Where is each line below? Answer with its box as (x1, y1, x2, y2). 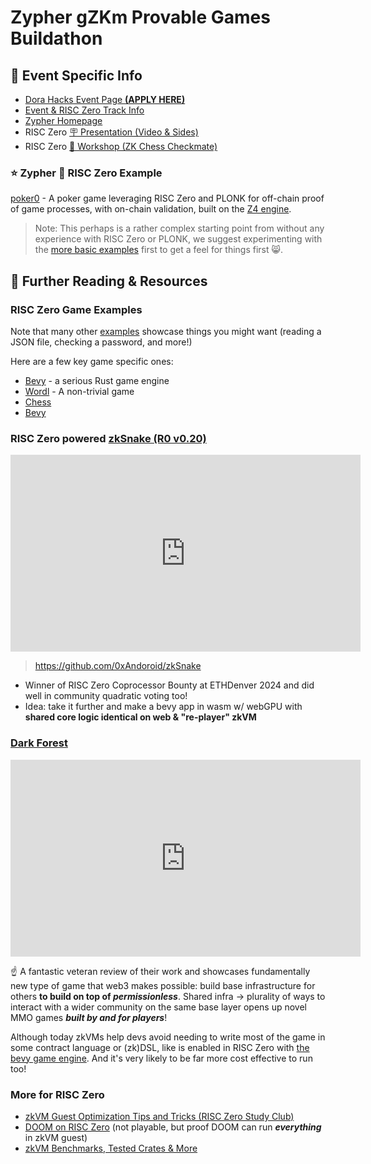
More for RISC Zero (10, 1087, 105, 1101)
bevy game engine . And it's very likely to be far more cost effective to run (10, 1052, 313, 1064)
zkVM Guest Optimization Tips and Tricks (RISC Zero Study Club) (24, 1110, 295, 1122)
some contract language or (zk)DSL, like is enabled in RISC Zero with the (10, 1041, 310, 1053)
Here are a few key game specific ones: (10, 355, 174, 367)
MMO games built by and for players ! (10, 1011, 168, 1023)
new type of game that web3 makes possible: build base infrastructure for (10, 979, 316, 991)
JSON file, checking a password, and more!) (10, 336, 193, 348)
